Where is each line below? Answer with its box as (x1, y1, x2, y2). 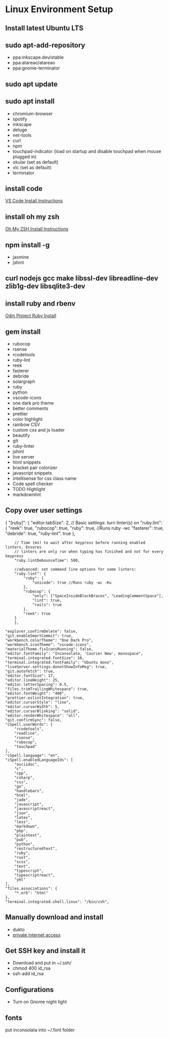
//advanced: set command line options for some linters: (14, 566, 137, 572)
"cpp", (14, 771, 28, 776)
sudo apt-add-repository (5, 41, 86, 49)
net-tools (12, 132, 32, 138)
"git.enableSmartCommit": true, (5, 633, 73, 638)
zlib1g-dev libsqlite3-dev (5, 282, 86, 291)
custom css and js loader (12, 427, 65, 433)
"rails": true (32, 602, 62, 607)
